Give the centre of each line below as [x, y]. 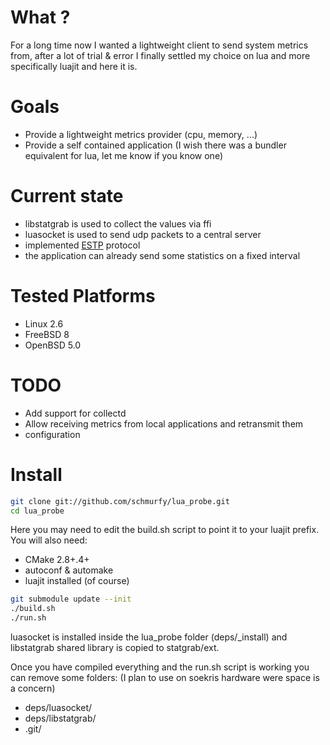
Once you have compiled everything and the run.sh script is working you [160, 667]
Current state [67, 196]
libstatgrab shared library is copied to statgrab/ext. [115, 647]
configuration [52, 434]
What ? [40, 17]
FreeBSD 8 [47, 334]
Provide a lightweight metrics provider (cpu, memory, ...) [141, 134]
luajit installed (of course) [77, 581]
